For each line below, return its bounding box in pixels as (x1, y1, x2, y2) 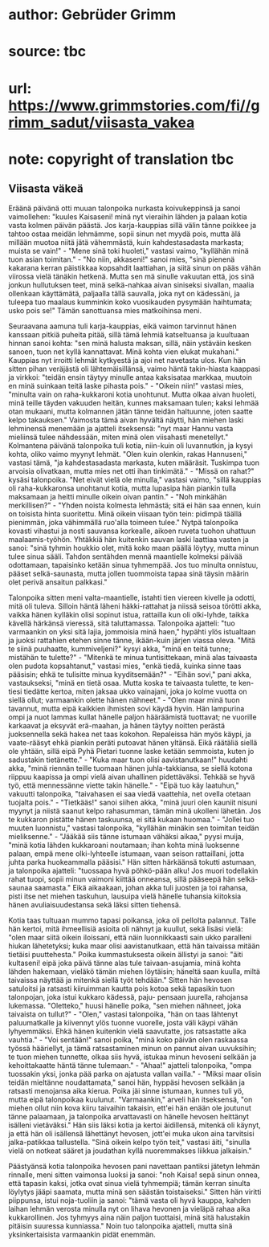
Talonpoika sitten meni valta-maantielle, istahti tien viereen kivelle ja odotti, (8, 593, 257, 602)
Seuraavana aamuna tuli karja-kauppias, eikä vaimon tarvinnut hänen (8, 321, 237, 331)
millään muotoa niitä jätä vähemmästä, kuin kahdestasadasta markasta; (8, 237, 244, 247)
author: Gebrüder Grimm (8, 6, 177, 24)
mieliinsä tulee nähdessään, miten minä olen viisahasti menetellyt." (8, 432, 229, 442)
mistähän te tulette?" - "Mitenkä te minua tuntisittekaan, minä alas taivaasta (8, 652, 258, 662)
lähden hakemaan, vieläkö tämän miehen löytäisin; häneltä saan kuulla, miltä (8, 966, 261, 976)
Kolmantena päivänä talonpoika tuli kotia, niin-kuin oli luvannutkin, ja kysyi (8, 440, 253, 450)
